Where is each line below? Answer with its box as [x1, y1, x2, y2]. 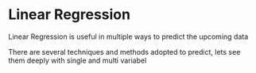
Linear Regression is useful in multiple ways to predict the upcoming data [8, 32, 249, 41]
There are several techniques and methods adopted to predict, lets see [8, 47, 241, 56]
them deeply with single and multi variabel [8, 56, 147, 65]
